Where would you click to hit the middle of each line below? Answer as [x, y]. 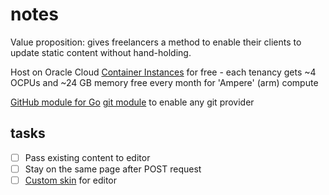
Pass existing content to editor [87, 157]
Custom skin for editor [70, 180]
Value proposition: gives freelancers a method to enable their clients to [156, 42]
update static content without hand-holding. [101, 52]
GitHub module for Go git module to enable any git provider [132, 102]
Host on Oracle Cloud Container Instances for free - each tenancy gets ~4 [163, 72]
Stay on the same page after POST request [113, 169]
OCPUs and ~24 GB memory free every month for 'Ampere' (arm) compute [164, 82]
